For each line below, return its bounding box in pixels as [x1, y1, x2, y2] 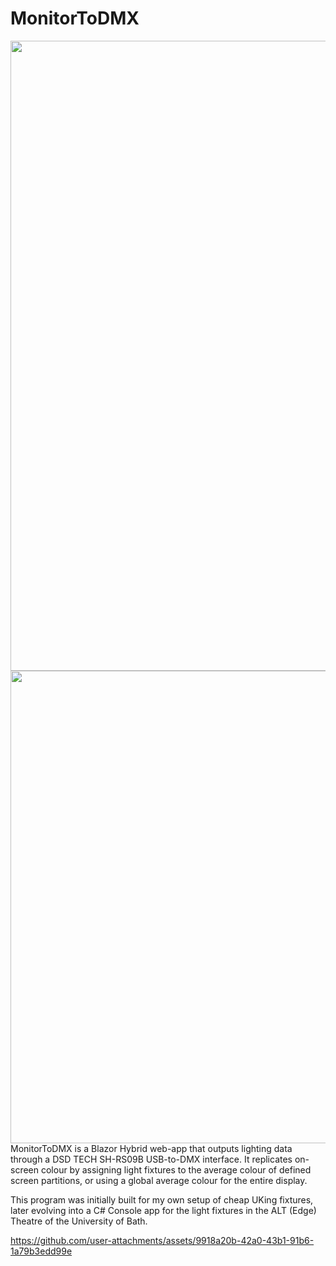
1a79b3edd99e [10, 1245, 73, 1257]
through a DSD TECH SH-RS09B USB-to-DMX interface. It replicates [10, 1153, 293, 1165]
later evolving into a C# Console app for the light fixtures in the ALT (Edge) [10, 1204, 317, 1216]
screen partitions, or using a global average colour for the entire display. [10, 1174, 308, 1186]
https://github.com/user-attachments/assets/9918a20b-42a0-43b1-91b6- [10, 1234, 315, 1246]
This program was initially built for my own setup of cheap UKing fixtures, [10, 1193, 314, 1206]
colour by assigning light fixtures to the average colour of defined [40, 1163, 312, 1176]
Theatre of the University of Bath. [10, 1215, 148, 1227]
